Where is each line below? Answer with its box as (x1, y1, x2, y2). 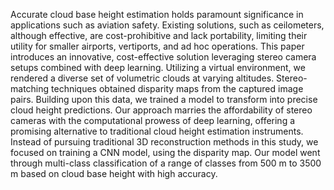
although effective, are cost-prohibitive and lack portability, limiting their (10, 30, 308, 41)
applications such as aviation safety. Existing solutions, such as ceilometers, (10, 19, 325, 31)
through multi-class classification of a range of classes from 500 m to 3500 (10, 157, 322, 169)
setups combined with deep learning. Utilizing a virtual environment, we (10, 62, 306, 73)
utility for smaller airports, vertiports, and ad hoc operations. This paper (10, 40, 305, 52)
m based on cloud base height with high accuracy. (10, 168, 218, 179)
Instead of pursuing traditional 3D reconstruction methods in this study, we (10, 136, 319, 148)
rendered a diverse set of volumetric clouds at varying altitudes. (10, 72, 275, 84)
